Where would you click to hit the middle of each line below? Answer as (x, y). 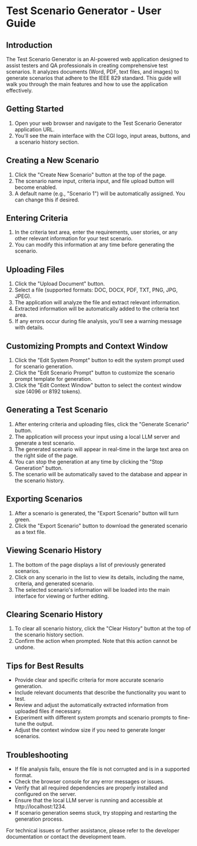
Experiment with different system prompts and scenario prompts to (96, 718)
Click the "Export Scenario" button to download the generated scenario (101, 526)
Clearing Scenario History (54, 614)
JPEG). (23, 296)
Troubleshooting (37, 755)
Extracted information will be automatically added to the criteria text (97, 309)
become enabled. (36, 187)
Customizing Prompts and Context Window (87, 346)
